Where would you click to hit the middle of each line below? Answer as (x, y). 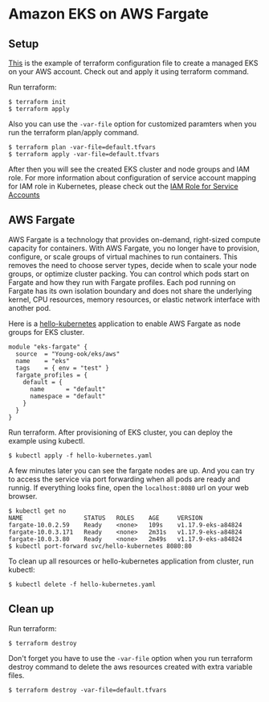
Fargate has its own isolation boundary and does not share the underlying (130, 291)
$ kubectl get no (37, 511)
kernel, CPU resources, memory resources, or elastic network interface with (134, 299)
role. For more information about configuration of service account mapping (132, 178)
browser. (23, 496)
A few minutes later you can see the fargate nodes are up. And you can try (132, 470)
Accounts (24, 195)
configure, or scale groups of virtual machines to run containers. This (123, 256)
